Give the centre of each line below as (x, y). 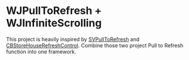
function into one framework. (41, 51)
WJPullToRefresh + (54, 11)
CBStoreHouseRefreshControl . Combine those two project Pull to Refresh (95, 45)
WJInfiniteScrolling (54, 23)
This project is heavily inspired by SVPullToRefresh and (73, 39)
